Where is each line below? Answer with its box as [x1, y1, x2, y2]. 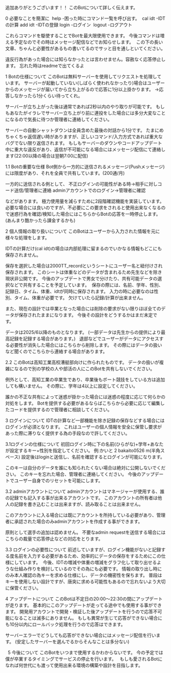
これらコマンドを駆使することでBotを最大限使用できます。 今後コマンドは [5, 33, 160, 38]
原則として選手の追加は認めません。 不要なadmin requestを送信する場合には [5, 529, 166, 535]
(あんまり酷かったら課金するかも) [5, 217, 76, 223]
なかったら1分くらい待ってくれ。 [14, 93, 83, 99]
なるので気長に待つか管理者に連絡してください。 [9, 117, 112, 122]
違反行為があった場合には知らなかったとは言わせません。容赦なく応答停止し [5, 56, 166, 62]
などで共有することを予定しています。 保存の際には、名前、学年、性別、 [9, 282, 163, 288]
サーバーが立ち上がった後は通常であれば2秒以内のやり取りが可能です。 [5, 104, 155, 109]
